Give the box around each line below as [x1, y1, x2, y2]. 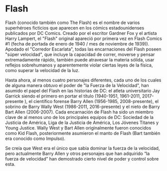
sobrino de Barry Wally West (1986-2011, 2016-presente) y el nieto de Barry [5, 103, 161, 109]
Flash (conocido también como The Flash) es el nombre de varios [5, 19, 140, 25]
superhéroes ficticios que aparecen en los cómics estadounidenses [5, 24, 145, 30]
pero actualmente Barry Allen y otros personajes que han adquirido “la [5, 150, 150, 156]
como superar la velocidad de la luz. [5, 67, 80, 73]
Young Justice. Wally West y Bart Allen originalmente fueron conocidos [5, 124, 152, 130]
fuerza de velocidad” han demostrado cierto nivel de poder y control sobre [5, 155, 159, 161]
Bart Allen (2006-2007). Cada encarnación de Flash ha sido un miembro [5, 108, 154, 115]
